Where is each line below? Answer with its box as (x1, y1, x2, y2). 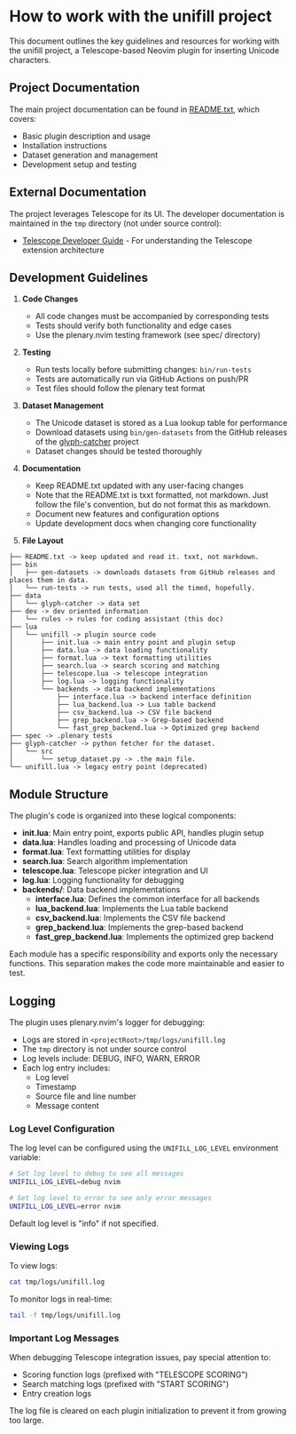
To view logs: (9, 1261, 58, 1271)
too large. (9, 1415, 44, 1426)
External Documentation (9, 185, 147, 200)
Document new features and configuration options (35, 509, 220, 519)
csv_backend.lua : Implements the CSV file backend (35, 913, 226, 924)
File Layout (21, 535, 64, 546)
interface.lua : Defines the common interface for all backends (35, 893, 260, 904)
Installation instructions (21, 140, 108, 150)
